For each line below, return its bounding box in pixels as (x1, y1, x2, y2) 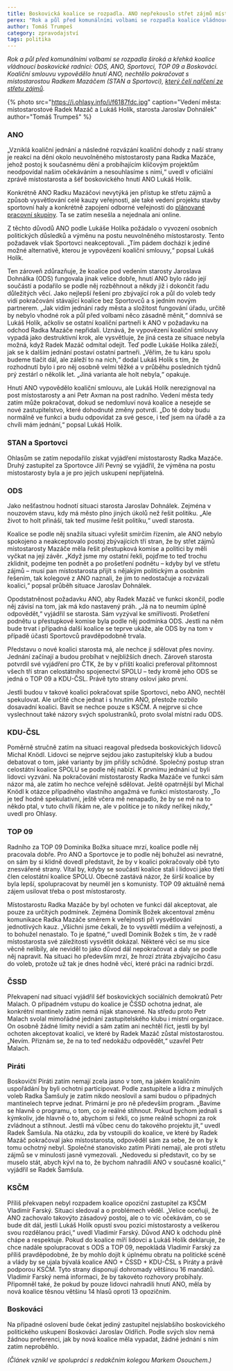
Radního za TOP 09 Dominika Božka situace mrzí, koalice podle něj (7, 842, 199, 851)
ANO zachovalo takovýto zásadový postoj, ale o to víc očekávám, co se (7, 1214, 212, 1222)
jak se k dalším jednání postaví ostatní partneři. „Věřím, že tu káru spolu (7, 348, 212, 357)
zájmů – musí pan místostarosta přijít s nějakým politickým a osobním (7, 567, 205, 575)
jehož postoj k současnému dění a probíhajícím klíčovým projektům (7, 160, 199, 169)
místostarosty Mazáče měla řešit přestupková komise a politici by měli (7, 545, 207, 553)
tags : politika (7, 36, 51, 43)
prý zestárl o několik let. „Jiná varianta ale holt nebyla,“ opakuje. (7, 371, 191, 379)
